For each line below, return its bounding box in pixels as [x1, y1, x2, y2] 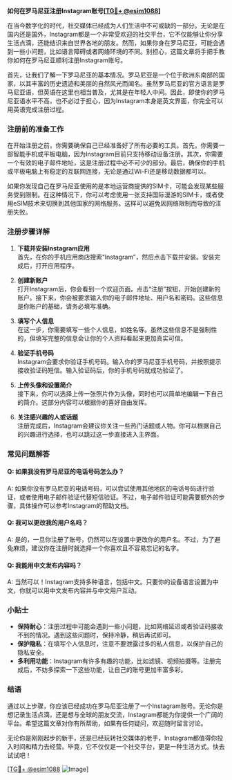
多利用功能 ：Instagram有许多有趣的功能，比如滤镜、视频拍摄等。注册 [17, 657, 215, 665]
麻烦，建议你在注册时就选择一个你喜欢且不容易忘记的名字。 [12, 543, 183, 552]
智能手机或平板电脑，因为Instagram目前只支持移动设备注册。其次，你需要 [12, 150, 223, 158]
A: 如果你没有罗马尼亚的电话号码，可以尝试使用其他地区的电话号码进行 [7, 484, 209, 492]
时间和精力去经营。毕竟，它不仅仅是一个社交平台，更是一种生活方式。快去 [12, 742, 225, 750]
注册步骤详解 [7, 227, 50, 237]
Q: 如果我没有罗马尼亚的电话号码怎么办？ [7, 467, 124, 476]
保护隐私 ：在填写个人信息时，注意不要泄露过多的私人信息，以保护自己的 [17, 640, 223, 648]
